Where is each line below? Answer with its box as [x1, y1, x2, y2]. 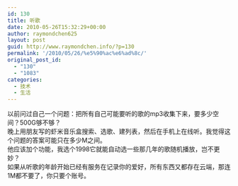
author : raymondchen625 [7, 30, 78, 37]
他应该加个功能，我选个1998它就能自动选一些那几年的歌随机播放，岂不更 [7, 145, 220, 153]
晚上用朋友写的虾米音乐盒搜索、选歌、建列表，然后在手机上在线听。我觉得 [7, 127, 225, 136]
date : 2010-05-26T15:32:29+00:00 [7, 23, 106, 30]
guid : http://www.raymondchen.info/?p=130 [7, 43, 135, 50]
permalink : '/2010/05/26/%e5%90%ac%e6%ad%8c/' [7, 50, 147, 57]
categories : [7, 76, 42, 83]
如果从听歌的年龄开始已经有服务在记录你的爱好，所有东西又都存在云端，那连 [7, 163, 231, 171]
